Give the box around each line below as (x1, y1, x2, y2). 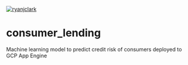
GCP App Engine (6, 52, 48, 59)
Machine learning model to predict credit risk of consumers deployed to (6, 45, 183, 53)
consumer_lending (6, 27, 101, 40)
